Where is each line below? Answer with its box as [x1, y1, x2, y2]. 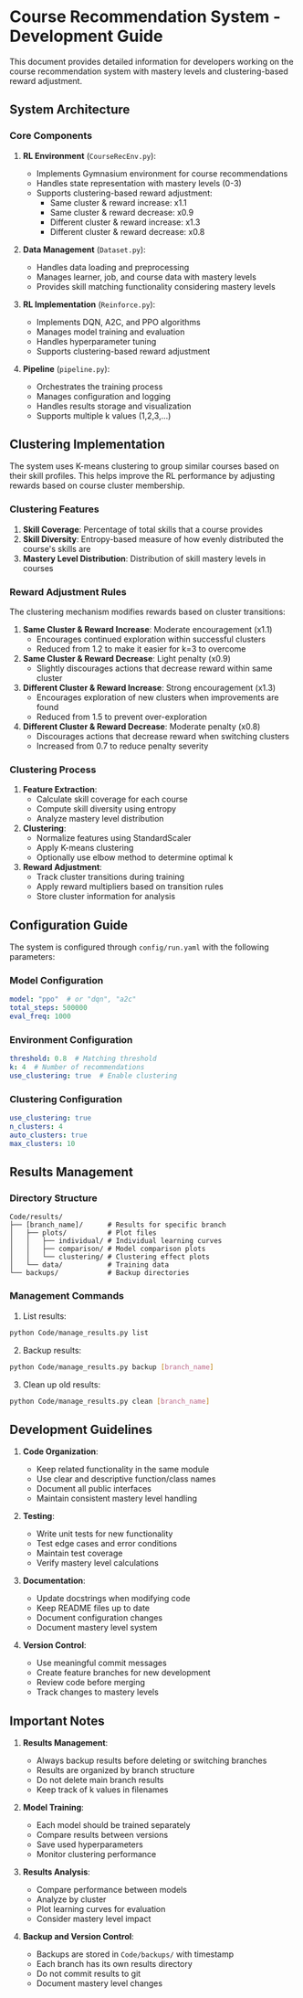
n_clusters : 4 [9, 1122, 64, 1132]
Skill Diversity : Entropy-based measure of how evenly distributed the [22, 533, 285, 545]
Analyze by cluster [36, 1894, 107, 1905]
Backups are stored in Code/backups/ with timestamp [36, 1949, 235, 1960]
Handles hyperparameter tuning [36, 335, 157, 346]
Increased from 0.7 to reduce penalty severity [36, 740, 209, 751]
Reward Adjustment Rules [9, 585, 127, 598]
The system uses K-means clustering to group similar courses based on [9, 461, 280, 472]
